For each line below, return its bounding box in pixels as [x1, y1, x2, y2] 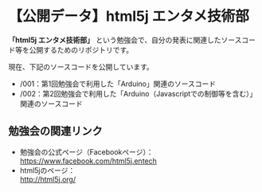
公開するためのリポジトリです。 [29, 45, 134, 54]
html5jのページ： [19, 165, 76, 175]
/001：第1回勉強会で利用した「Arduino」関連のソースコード [19, 79, 217, 88]
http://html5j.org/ [19, 174, 76, 184]
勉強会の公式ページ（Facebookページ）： [19, 147, 154, 156]
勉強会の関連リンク [8, 124, 103, 138]
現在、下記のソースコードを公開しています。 [8, 61, 154, 72]
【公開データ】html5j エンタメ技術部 [8, 7, 249, 25]
